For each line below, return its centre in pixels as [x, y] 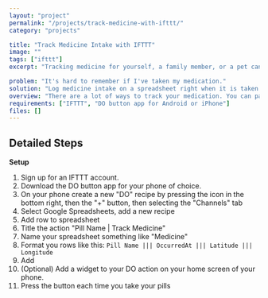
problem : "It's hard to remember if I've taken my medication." [118, 81]
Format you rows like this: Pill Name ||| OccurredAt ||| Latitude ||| [136, 245]
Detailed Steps [46, 143]
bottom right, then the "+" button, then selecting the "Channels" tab [132, 203]
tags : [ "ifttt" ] [36, 60]
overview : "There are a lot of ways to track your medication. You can [130, 96]
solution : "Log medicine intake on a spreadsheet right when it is [123, 88]
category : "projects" [45, 30]
